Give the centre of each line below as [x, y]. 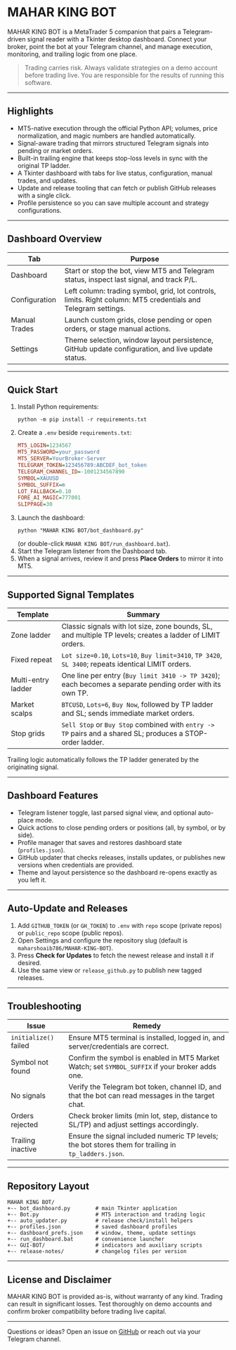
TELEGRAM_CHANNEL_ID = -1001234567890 [71, 471]
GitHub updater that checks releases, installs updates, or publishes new [122, 857]
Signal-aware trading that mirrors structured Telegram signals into [113, 143]
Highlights [31, 111]
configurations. [39, 210]
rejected [25, 1125]
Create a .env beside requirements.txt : [74, 433]
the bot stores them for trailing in [122, 1145]
